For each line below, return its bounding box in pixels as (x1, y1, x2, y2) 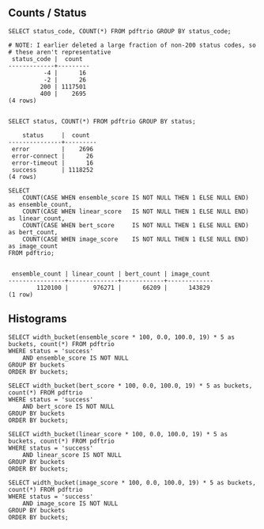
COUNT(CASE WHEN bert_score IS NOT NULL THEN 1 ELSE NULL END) (22, 221, 249, 229)
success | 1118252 (11, 166, 93, 173)
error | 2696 (11, 145, 93, 153)
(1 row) (8, 291, 34, 299)
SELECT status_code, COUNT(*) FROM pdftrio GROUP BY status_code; (8, 27, 232, 35)
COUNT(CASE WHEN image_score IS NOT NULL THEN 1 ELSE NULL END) (22, 235, 249, 243)
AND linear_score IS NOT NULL (22, 451, 123, 459)
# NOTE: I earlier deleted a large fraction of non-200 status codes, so (8, 41, 257, 49)
